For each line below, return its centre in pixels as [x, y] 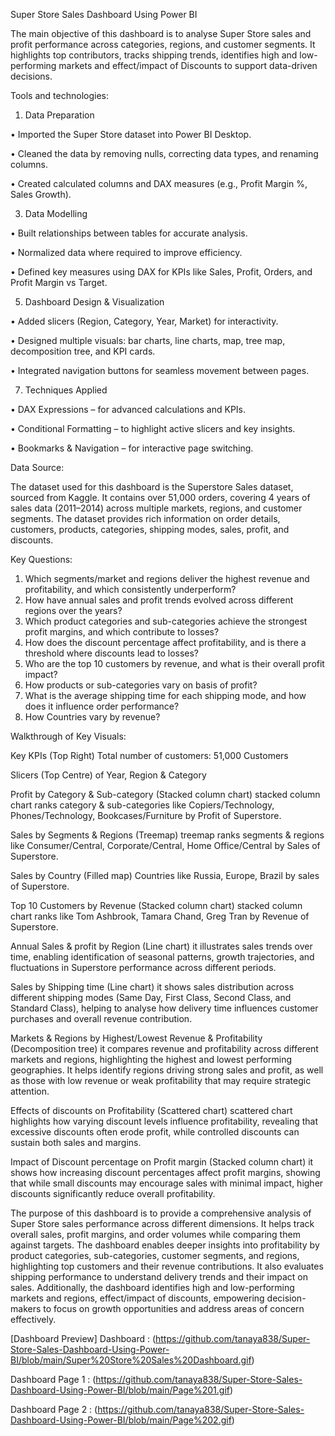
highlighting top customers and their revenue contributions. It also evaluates [167, 1266]
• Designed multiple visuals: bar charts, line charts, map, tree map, [148, 340]
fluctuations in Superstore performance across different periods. [143, 967]
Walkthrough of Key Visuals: [68, 736]
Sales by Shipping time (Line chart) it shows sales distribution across [152, 987]
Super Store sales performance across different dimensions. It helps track [162, 1223]
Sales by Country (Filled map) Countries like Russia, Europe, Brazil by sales [165, 875]
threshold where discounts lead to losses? [112, 653]
